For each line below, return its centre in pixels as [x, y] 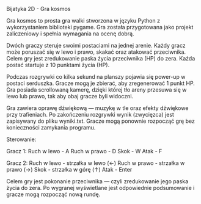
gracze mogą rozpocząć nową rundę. [53, 194]
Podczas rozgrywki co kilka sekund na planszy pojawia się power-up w [96, 77]
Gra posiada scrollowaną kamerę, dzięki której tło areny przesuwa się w [97, 90]
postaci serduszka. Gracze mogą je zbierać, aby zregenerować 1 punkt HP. [101, 83]
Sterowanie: [21, 139]
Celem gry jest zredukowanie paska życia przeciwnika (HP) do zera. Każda [101, 58]
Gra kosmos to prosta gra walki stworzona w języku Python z [83, 20]
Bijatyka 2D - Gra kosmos [38, 9]
